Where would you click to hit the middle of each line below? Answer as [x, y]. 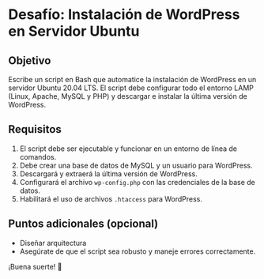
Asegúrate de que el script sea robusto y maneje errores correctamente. [138, 251]
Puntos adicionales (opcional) [83, 224]
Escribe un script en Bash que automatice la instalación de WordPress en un [132, 79]
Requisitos [35, 129]
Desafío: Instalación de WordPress [124, 15]
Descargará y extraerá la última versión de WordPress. [108, 173]
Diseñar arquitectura [53, 243]
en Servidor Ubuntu [74, 31]
